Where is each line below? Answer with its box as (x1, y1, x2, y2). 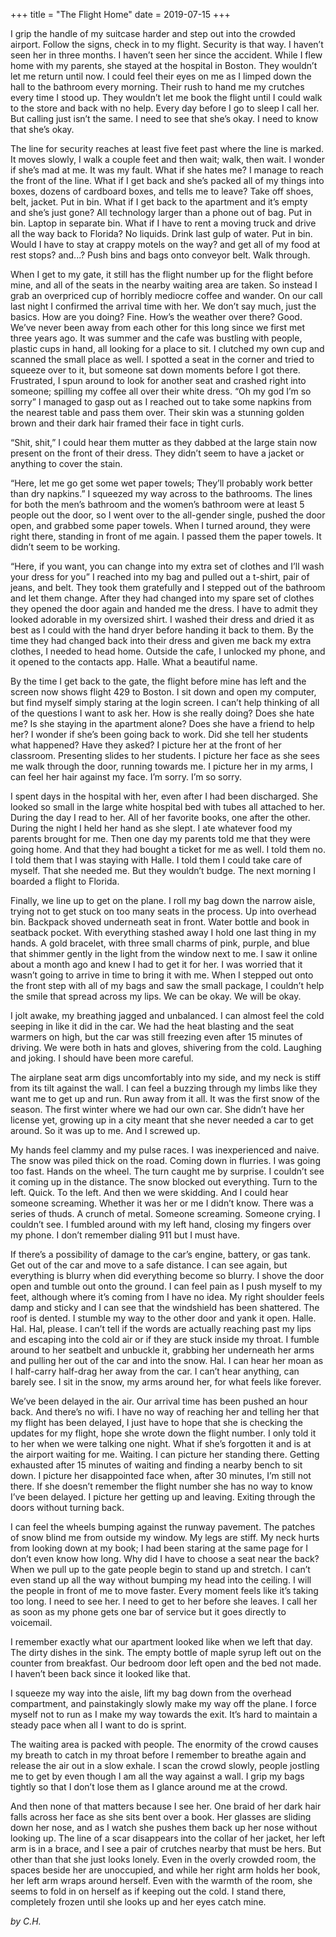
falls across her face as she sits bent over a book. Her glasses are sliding (10, 1811, 312, 1823)
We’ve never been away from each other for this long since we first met (10, 322, 306, 333)
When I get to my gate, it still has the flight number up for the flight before (10, 269, 314, 280)
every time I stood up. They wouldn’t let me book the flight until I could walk (10, 92, 323, 103)
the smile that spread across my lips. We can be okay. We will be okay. (10, 990, 302, 1002)
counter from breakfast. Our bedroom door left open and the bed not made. (10, 1657, 322, 1669)
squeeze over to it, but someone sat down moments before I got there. (10, 364, 301, 376)
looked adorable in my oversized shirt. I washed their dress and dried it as (10, 614, 315, 625)
